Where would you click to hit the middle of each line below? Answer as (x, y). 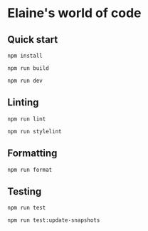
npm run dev (25, 81)
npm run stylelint (35, 131)
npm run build (28, 68)
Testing (25, 191)
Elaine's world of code (74, 13)
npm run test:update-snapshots (54, 220)
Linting (23, 102)
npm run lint (27, 119)
